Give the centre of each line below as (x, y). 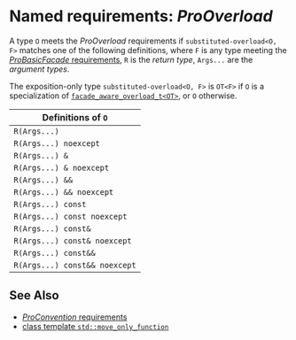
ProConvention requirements (74, 317)
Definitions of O (75, 117)
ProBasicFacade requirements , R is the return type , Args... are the (131, 59)
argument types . (39, 69)
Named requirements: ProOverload (141, 16)
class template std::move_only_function (95, 326)
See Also (34, 295)
